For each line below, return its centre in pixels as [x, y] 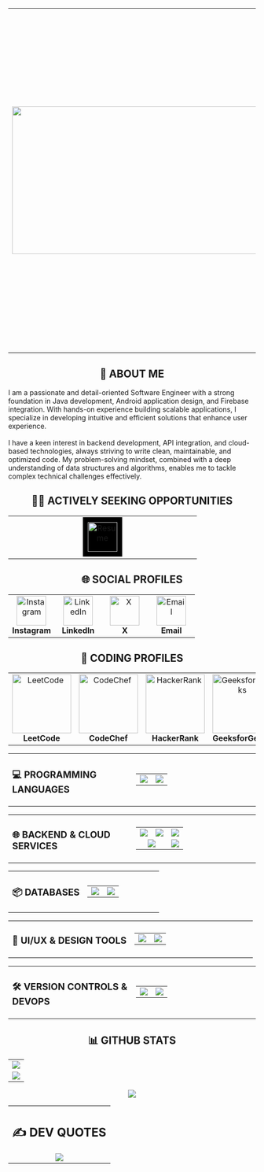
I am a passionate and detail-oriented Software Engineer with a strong [121, 393]
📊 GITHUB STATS [132, 1041]
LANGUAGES [41, 789]
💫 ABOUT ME [132, 373]
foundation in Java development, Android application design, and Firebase [128, 401]
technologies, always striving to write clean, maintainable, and [131, 451]
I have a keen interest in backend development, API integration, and [117, 443]
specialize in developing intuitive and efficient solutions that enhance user [128, 418]
